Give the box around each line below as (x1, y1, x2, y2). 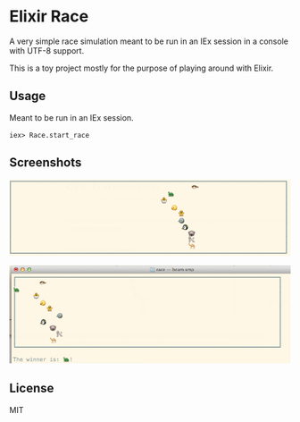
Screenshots (9, 155, 82, 171)
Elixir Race (9, 6, 89, 27)
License (9, 381, 54, 396)
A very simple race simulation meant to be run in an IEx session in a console (9, 36, 288, 46)
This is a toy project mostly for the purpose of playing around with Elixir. (9, 63, 274, 73)
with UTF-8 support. (9, 45, 85, 55)
